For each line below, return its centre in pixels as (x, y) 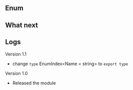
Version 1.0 (16, 73)
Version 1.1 (16, 54)
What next (22, 25)
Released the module (34, 83)
